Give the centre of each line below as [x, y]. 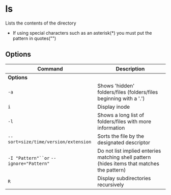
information [111, 128]
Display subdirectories [124, 178]
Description [130, 68]
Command [50, 68]
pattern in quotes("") [34, 38]
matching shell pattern [124, 157]
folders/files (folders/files [128, 92]
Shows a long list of [121, 115]
